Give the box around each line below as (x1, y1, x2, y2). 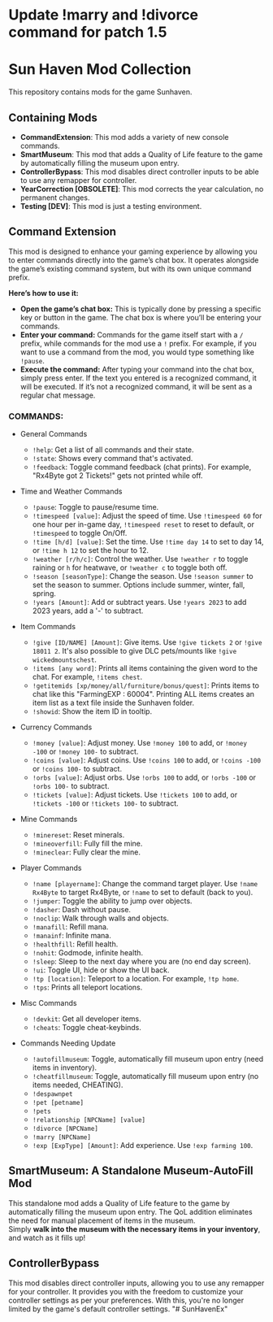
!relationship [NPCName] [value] (32, 1116, 146, 1124)
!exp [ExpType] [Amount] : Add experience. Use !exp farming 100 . (32, 1141, 253, 1150)
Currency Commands (19, 722, 93, 733)
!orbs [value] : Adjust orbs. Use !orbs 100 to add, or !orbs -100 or (32, 772, 257, 782)
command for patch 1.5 (8, 23, 167, 41)
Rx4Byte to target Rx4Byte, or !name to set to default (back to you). (32, 888, 253, 898)
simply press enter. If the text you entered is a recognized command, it (19, 372, 258, 383)
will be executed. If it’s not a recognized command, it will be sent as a (19, 381, 253, 391)
